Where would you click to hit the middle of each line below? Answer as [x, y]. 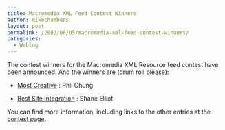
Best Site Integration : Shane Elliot [65, 99]
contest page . [27, 119]
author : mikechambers [38, 20]
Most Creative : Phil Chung [55, 85]
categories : [24, 39]
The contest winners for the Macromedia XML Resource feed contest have [113, 65]
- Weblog [26, 45]
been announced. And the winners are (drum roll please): [88, 72]
